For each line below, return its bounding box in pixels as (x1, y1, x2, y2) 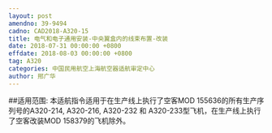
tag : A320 (8, 58, 42, 66)
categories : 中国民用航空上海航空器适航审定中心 (8, 65, 156, 73)
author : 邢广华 (8, 72, 56, 80)
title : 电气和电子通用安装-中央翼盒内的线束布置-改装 (8, 34, 169, 43)
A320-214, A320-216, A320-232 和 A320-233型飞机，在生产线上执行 (29, 105, 261, 115)
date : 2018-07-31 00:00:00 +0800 (8, 42, 122, 50)
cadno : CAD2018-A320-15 (8, 27, 89, 35)
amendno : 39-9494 (8, 19, 67, 28)
